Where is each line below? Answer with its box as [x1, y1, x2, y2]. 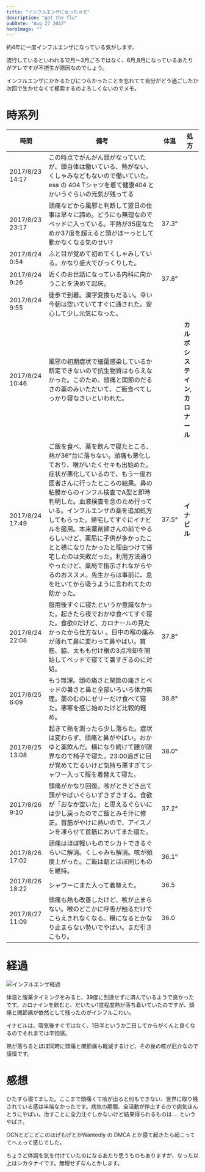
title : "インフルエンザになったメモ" [6, 9, 90, 15]
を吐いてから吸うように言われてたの [48, 580, 153, 588]
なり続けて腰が [103, 743, 146, 751]
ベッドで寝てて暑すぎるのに [67, 656, 146, 664]
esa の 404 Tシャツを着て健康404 [48, 181, 147, 190]
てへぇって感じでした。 [6, 1139, 65, 1146]
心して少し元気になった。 [48, 310, 122, 318]
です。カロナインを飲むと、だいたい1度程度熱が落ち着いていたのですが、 [6, 1001, 190, 1009]
